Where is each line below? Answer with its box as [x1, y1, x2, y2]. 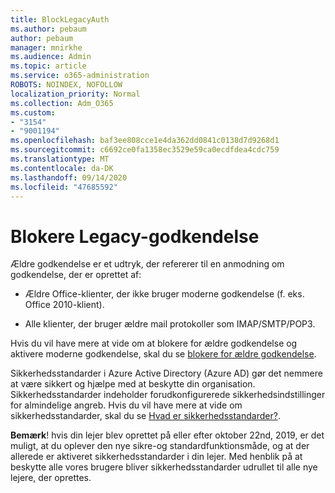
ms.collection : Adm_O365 [10, 98, 114, 108]
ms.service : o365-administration [10, 71, 150, 81]
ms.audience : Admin [10, 52, 92, 62]
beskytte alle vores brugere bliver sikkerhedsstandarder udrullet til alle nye [10, 461, 318, 473]
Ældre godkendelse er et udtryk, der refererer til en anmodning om [10, 258, 285, 270]
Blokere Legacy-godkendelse [10, 225, 260, 248]
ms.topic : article [10, 61, 87, 71]
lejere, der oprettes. [10, 472, 92, 484]
